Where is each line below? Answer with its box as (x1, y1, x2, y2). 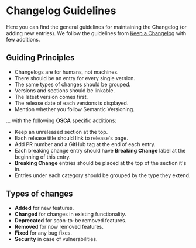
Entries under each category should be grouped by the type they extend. (14, 171, 191, 179)
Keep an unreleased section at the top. (14, 128, 108, 135)
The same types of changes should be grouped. (14, 81, 131, 88)
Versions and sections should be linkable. (14, 87, 115, 94)
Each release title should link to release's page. (14, 135, 129, 142)
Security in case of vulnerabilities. (14, 235, 98, 242)
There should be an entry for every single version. (14, 74, 136, 81)
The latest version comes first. (14, 93, 88, 100)
